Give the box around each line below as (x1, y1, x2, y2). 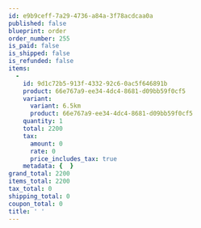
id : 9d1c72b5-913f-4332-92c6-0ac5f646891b (23, 79, 168, 87)
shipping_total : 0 (8, 192, 70, 201)
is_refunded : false (8, 57, 74, 65)
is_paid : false (8, 42, 60, 50)
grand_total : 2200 (8, 170, 70, 178)
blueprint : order (8, 27, 67, 35)
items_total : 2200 (8, 177, 70, 186)
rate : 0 (29, 147, 57, 155)
